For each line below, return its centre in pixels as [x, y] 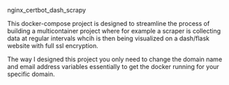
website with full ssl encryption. [53, 46]
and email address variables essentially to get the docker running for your [113, 67]
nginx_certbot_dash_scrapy [46, 10]
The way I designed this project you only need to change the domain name [115, 59]
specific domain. [31, 74]
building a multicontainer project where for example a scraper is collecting [114, 31]
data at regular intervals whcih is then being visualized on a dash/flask [108, 38]
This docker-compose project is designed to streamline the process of [109, 23]
